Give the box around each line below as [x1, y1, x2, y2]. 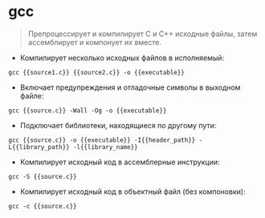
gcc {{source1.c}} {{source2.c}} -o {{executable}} [8, 68, 185, 76]
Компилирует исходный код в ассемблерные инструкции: [19, 157, 220, 167]
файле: [19, 91, 44, 100]
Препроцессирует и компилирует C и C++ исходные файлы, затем [27, 29, 258, 38]
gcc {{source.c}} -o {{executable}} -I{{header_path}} [8, 135, 196, 144]
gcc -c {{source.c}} [8, 202, 78, 210]
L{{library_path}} [8, 143, 70, 151]
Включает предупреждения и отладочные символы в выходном [19, 83, 241, 92]
